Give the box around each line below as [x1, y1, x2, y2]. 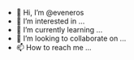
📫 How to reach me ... [15, 43, 92, 52]
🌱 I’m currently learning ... [15, 25, 103, 34]
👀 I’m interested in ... [15, 16, 85, 26]
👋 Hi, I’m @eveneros [15, 8, 84, 17]
